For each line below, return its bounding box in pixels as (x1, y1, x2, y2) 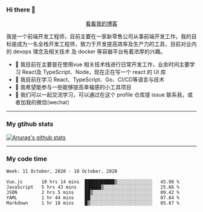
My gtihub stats (6, 120, 54, 128)
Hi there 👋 (6, 5, 36, 14)
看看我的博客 (85, 20, 118, 27)
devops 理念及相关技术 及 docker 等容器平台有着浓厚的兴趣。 (13, 48, 166, 55)
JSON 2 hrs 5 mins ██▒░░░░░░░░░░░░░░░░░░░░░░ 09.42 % (6, 189, 180, 196)
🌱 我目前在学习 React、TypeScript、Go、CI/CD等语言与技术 (14, 76, 165, 84)
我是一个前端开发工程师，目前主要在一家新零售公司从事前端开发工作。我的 (6, 33, 192, 40)
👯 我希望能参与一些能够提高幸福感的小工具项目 (14, 84, 132, 91)
